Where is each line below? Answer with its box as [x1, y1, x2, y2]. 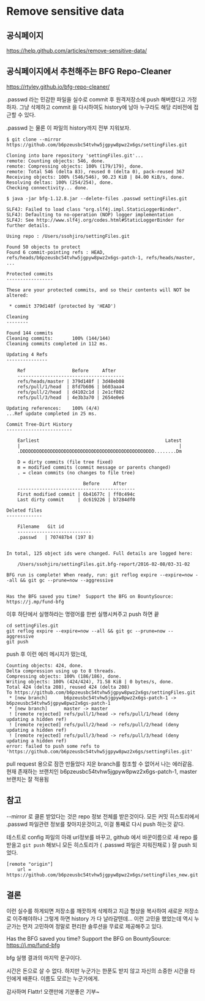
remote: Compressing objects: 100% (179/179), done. [6, 163, 144, 170]
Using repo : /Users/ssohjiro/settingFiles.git [6, 233, 130, 239]
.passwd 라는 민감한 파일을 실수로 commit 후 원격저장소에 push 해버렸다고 [6, 95, 186, 103]
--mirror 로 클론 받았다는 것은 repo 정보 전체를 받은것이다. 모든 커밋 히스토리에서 [6, 812, 199, 820]
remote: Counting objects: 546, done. [6, 158, 105, 164]
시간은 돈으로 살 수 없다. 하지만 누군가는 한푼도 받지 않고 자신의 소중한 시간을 [6, 967, 189, 975]
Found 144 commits [6, 330, 53, 336]
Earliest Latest [17, 438, 182, 444]
